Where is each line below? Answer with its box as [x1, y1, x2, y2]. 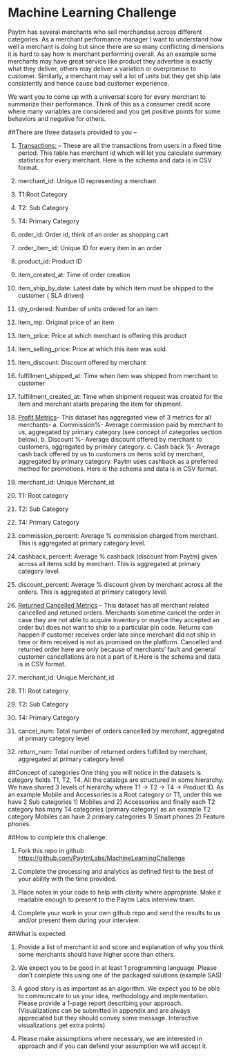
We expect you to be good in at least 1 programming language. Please [17, 963, 217, 972]
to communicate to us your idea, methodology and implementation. [17, 991, 209, 1000]
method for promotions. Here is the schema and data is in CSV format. [17, 465, 218, 473]
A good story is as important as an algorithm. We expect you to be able [17, 984, 220, 993]
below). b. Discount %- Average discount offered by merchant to [17, 435, 202, 443]
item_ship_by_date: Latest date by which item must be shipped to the [17, 283, 214, 292]
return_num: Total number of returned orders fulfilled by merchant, [17, 747, 208, 756]
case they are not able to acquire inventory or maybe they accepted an [17, 615, 220, 624]
